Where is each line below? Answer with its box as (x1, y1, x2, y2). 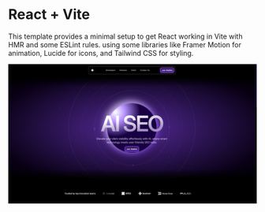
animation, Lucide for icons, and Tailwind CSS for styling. (8, 48, 194, 58)
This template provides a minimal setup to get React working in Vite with (8, 32, 243, 41)
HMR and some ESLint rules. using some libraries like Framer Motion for (8, 39, 242, 49)
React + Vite (8, 6, 91, 24)
